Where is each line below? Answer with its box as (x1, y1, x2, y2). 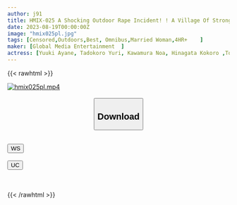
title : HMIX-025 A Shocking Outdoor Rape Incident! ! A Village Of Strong (7, 17, 232, 24)
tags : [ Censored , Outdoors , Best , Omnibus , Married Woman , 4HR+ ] (7, 37, 204, 44)
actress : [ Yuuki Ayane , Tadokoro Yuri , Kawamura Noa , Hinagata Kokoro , (7, 50, 226, 57)
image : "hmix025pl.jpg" (7, 30, 78, 37)
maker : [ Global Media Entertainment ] (7, 43, 125, 50)
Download (97, 111, 140, 122)
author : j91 (7, 10, 42, 18)
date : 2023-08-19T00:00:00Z (7, 23, 90, 30)
